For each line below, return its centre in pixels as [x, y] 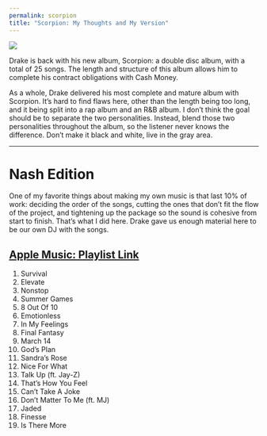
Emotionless [40, 316]
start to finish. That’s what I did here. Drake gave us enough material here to [133, 221]
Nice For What [44, 366]
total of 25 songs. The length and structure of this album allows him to [124, 69]
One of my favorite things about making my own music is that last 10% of [128, 196]
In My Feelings [44, 324]
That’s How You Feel [54, 383]
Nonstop [34, 291]
